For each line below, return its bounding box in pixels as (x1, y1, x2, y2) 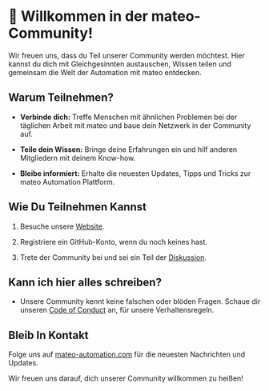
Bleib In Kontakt (8, 328, 90, 342)
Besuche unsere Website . (19, 221, 105, 231)
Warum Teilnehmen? (8, 91, 114, 105)
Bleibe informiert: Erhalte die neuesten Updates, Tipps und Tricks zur (19, 168, 251, 178)
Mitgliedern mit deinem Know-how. (19, 153, 136, 162)
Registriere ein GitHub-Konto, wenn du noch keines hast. (19, 237, 208, 246)
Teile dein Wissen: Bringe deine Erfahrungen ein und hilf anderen (19, 144, 238, 154)
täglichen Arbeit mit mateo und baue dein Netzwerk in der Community (19, 120, 251, 130)
